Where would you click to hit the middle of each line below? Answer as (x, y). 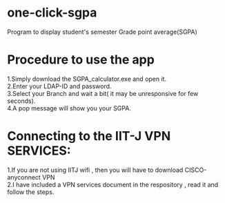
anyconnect (24, 177)
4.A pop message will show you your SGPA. (69, 108)
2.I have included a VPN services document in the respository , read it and (113, 184)
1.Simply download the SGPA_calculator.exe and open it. (87, 79)
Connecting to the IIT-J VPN (89, 136)
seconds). (21, 101)
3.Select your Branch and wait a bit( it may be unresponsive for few (103, 93)
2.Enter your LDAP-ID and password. (59, 86)
